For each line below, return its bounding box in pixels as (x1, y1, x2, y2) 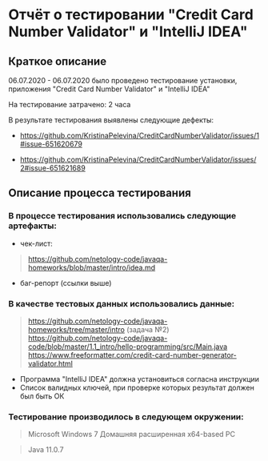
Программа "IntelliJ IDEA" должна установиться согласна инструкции (19, 374, 260, 383)
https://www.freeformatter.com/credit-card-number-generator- (27, 350, 238, 359)
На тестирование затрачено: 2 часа (8, 100, 131, 109)
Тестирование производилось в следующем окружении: (8, 411, 244, 422)
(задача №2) (126, 324, 170, 334)
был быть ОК (19, 391, 65, 401)
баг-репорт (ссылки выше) (19, 278, 112, 287)
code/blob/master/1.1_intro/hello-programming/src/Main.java (27, 342, 228, 351)
